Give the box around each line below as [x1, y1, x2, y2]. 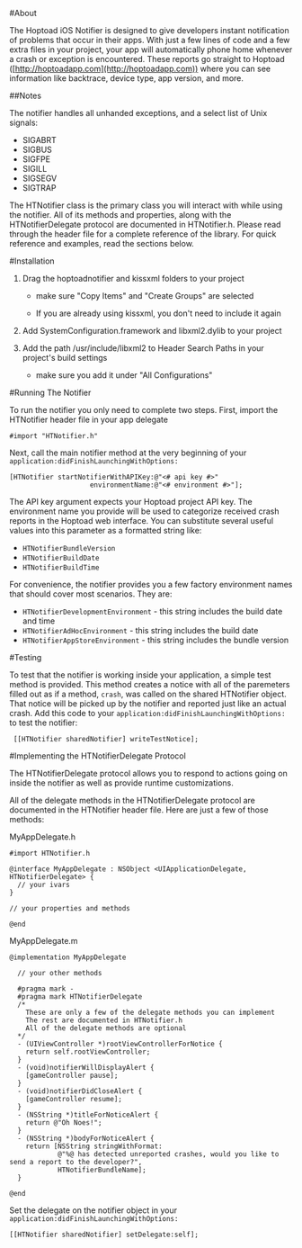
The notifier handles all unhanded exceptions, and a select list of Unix [9, 108, 268, 118]
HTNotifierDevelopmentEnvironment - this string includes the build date [22, 606, 283, 616]
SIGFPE [22, 154, 51, 165]
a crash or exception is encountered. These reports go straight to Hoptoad [9, 54, 285, 64]
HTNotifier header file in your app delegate [9, 414, 169, 425]
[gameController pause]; [25, 1071, 119, 1080]
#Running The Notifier [9, 387, 92, 398]
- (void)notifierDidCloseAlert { [17, 1087, 143, 1096]
